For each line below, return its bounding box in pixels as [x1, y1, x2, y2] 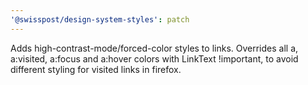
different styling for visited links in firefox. [10, 63, 182, 75]
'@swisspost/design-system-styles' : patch [10, 14, 190, 25]
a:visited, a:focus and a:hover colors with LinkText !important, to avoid [10, 52, 299, 65]
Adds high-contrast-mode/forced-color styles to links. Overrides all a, [10, 42, 299, 54]
